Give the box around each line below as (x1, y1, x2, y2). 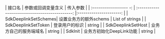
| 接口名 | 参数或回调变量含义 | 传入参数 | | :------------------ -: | (5, 5, 135, 10)
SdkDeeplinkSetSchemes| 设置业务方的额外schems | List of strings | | (5, 16, 146, 21)
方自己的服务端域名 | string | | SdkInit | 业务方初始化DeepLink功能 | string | (5, 28, 156, 34)
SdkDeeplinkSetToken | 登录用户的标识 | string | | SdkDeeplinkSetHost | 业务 (5, 22, 160, 28)
